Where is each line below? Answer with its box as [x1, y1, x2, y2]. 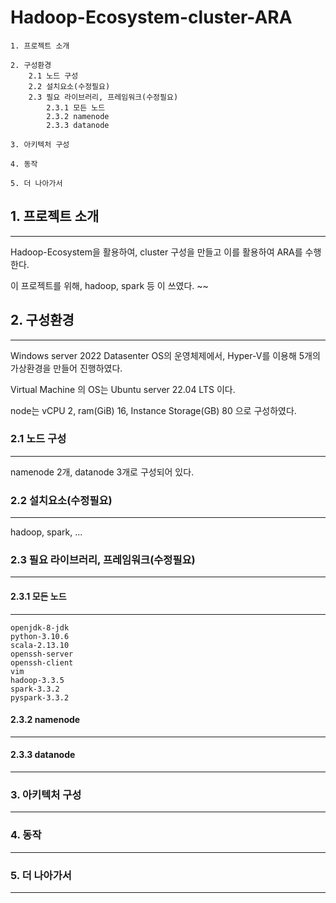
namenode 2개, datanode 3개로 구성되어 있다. [10, 466, 195, 478]
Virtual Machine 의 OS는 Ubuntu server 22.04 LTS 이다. [10, 383, 236, 395]
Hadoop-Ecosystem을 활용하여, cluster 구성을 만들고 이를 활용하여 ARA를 [10, 246, 303, 258]
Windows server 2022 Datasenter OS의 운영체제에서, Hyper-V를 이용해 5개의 [10, 349, 321, 361]
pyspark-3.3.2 [10, 692, 70, 703]
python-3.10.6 [10, 631, 70, 641]
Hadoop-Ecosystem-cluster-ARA [10, 6, 293, 29]
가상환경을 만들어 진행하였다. [10, 362, 123, 374]
